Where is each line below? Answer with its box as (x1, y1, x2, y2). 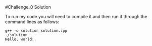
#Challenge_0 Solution (5, 4, 51, 10)
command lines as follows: (5, 19, 59, 24)
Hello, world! (5, 37, 35, 42)
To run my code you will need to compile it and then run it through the (5, 14, 148, 19)
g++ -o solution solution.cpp (5, 28, 68, 33)
